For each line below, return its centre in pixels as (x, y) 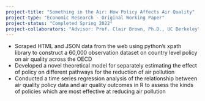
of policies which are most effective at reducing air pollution (90, 91)
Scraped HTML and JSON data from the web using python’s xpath (98, 46)
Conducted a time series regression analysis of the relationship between (106, 78)
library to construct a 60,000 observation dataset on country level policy (106, 53)
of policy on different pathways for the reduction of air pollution (95, 72)
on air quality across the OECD (53, 59)
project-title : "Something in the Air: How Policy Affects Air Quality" (100, 12)
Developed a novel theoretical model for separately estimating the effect (106, 66)
